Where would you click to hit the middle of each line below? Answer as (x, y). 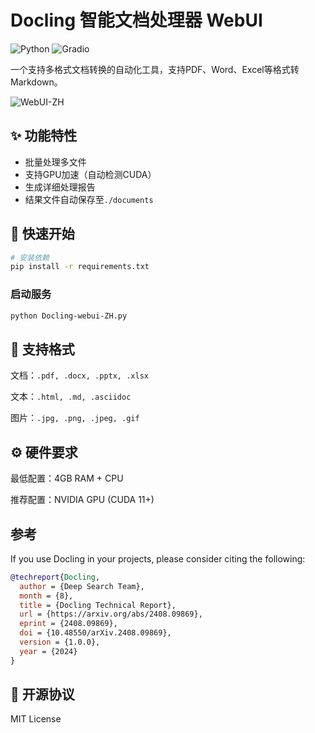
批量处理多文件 (55, 162)
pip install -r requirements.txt (80, 267)
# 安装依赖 (30, 257)
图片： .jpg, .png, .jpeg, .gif (75, 418)
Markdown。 (36, 82)
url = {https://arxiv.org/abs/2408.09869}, (111, 614)
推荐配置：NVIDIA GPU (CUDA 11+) (82, 500)
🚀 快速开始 (42, 234)
